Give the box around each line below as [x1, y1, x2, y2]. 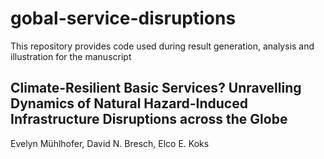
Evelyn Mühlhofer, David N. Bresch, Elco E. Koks [10, 137, 210, 149]
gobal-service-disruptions [10, 7, 237, 30]
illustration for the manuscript [10, 50, 132, 62]
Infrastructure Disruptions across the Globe [10, 111, 288, 128]
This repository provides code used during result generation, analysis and [10, 40, 315, 52]
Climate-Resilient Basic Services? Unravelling [10, 80, 302, 97]
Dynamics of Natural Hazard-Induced [10, 95, 248, 112]
